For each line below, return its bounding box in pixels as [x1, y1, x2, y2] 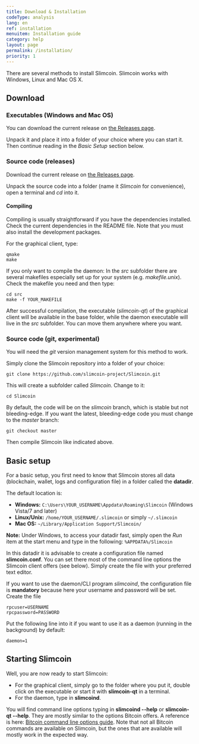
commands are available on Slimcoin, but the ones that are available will [6, 724, 182, 731]
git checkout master [6, 428, 58, 434]
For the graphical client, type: [6, 240, 78, 247]
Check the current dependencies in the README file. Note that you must [6, 222, 184, 229]
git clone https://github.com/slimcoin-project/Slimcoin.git [6, 371, 161, 378]
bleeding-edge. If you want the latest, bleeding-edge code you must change [6, 410, 193, 418]
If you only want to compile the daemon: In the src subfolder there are [6, 267, 177, 274]
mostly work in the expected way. [6, 731, 89, 738]
